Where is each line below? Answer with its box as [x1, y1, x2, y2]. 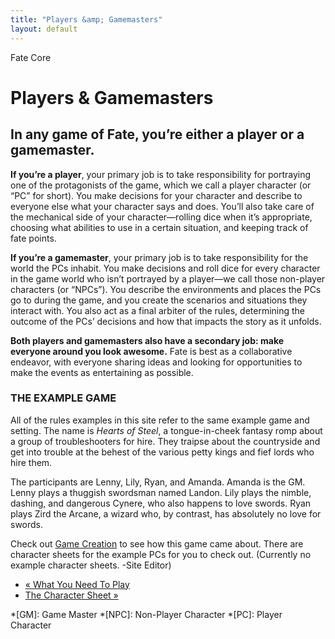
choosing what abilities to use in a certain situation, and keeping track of [10, 221, 309, 233]
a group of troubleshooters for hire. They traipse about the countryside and [10, 435, 321, 447]
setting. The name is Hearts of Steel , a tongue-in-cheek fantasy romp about [10, 424, 323, 436]
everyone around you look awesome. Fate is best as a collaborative [10, 345, 293, 357]
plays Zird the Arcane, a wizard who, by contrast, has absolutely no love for [10, 507, 322, 520]
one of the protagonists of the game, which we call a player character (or [10, 179, 312, 191]
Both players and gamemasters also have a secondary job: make [10, 334, 285, 346]
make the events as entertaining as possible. [10, 366, 194, 378]
